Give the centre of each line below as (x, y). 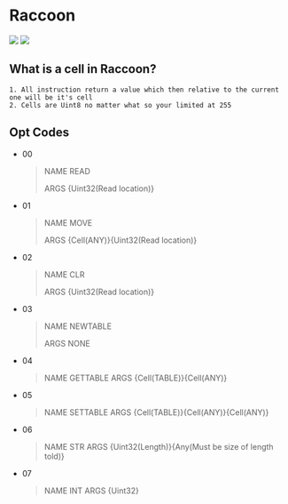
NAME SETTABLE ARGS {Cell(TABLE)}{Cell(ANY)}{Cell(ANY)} (156, 412)
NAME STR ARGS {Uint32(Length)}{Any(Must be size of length (159, 446)
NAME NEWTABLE (78, 326)
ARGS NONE (67, 343)
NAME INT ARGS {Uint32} (91, 491)
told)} (54, 456)
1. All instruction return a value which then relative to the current (144, 90)
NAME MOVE (68, 222)
